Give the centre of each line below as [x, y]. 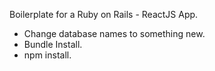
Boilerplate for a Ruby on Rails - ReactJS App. [104, 14]
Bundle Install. [53, 44]
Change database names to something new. [114, 33]
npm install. [47, 55]
